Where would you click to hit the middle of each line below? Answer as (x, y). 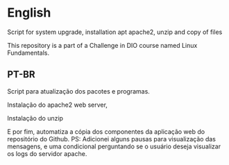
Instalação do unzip (35, 118)
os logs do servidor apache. (47, 153)
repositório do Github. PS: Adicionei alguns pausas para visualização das (112, 139)
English (29, 13)
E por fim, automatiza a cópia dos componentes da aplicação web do (106, 131)
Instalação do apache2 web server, (57, 105)
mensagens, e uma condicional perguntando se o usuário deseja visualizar (114, 146)
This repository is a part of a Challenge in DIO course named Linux (102, 45)
